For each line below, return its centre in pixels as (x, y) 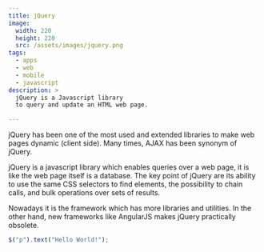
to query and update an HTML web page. (82, 105)
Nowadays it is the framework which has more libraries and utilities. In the (130, 208)
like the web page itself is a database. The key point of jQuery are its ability (132, 176)
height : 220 (36, 38)
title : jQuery (32, 16)
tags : (17, 53)
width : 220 (34, 30)
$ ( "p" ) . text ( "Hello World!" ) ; (59, 240)
